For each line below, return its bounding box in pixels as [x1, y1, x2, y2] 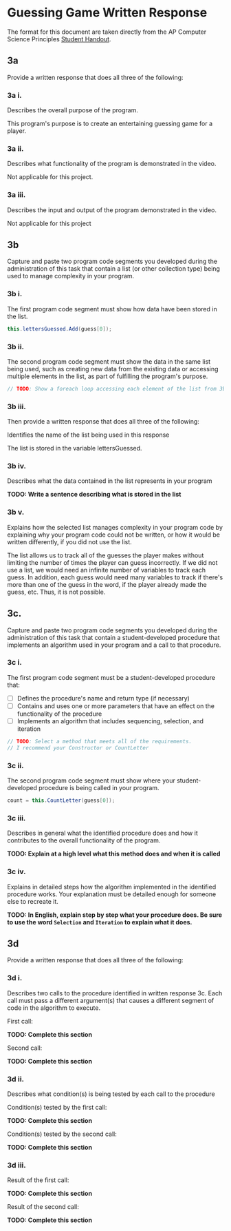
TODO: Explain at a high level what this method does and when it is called [7, 849, 221, 858]
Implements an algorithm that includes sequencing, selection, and [16, 716, 204, 725]
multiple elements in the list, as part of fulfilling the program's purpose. [7, 372, 208, 380]
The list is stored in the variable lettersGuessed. [7, 444, 142, 453]
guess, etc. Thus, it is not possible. [7, 588, 106, 596]
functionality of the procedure [16, 710, 102, 718]
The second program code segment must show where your [7, 776, 175, 785]
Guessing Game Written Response [7, 5, 208, 21]
